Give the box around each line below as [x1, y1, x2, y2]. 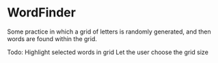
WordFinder [7, 5, 77, 21]
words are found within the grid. [7, 34, 98, 42]
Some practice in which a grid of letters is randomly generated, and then [7, 27, 212, 36]
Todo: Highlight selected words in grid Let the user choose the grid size [7, 48, 208, 56]
